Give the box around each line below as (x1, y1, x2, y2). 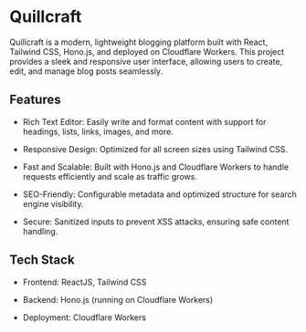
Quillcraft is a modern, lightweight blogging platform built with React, (9, 36, 268, 47)
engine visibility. (22, 198, 84, 209)
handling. (22, 225, 58, 236)
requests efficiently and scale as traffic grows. (22, 171, 198, 182)
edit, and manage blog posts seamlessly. (9, 66, 164, 77)
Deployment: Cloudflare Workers (22, 312, 146, 323)
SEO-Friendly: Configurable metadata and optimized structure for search (22, 189, 297, 200)
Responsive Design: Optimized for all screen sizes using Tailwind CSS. (22, 143, 288, 154)
